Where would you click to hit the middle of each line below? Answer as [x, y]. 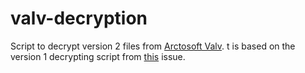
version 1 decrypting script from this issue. [98, 56]
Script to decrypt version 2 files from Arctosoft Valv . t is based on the [153, 46]
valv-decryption [79, 18]
